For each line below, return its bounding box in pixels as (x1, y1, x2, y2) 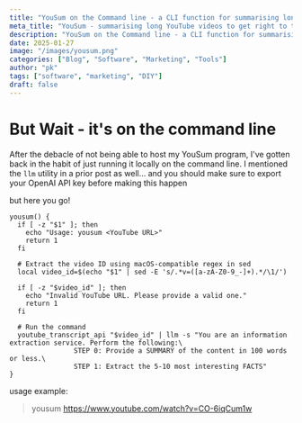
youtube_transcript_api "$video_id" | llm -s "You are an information (17, 330, 288, 339)
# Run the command (17, 322, 87, 331)
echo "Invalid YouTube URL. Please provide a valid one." (25, 291, 247, 300)
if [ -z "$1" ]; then (17, 220, 99, 229)
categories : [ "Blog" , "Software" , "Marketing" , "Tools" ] (9, 55, 227, 64)
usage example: (9, 385, 68, 396)
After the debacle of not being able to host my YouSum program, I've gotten (9, 148, 290, 159)
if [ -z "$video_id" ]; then (17, 283, 127, 292)
